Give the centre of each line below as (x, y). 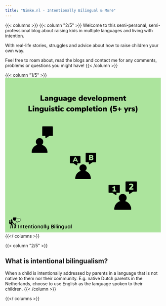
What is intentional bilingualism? (57, 261)
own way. (15, 51)
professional (18, 30)
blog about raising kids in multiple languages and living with (92, 30)
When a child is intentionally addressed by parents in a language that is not (82, 273)
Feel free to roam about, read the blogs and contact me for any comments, (81, 60)
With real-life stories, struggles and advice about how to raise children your (82, 45)
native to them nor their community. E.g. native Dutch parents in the (74, 278)
